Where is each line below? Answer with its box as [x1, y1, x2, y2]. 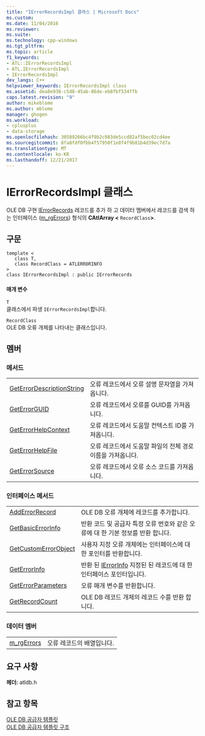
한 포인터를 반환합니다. [81, 549, 142, 558]
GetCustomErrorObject [9, 545, 75, 553]
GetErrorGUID [9, 405, 49, 414]
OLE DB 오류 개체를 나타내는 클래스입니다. [6, 324, 107, 331]
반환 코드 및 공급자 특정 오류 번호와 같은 [81, 519, 188, 528]
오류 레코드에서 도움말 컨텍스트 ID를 [90, 422, 187, 430]
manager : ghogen [6, 111, 48, 117]
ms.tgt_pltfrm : [6, 43, 45, 50]
